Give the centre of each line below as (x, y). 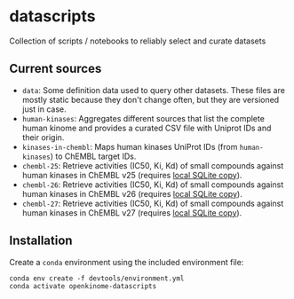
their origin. (43, 137)
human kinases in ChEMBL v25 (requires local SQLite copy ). (132, 175)
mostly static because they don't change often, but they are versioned (151, 99)
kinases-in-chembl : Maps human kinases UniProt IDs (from (130, 146)
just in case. (44, 109)
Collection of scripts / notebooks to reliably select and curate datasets (138, 41)
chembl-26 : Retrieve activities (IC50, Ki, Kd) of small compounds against (153, 185)
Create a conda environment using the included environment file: (127, 262)
